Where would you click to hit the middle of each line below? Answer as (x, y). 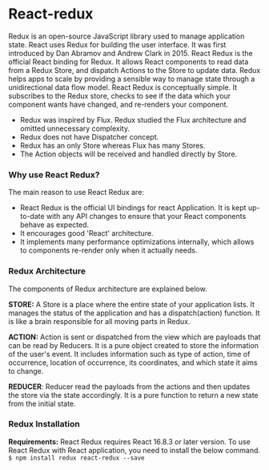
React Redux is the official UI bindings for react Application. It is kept (133, 208)
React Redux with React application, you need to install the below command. (134, 450)
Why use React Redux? (54, 175)
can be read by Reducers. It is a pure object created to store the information (133, 345)
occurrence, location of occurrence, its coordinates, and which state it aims (133, 363)
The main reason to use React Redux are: (76, 192)
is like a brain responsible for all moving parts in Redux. (99, 321)
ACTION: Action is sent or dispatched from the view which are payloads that (134, 337)
